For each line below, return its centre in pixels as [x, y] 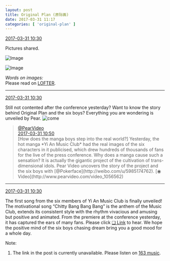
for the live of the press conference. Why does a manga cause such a [90, 155]
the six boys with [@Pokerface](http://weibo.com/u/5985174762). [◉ [89, 171]
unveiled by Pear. [23, 118]
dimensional [30, 166]
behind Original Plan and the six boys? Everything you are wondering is [79, 113]
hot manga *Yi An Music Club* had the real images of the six [81, 144]
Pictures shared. [22, 48]
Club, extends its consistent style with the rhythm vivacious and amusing [81, 212]
